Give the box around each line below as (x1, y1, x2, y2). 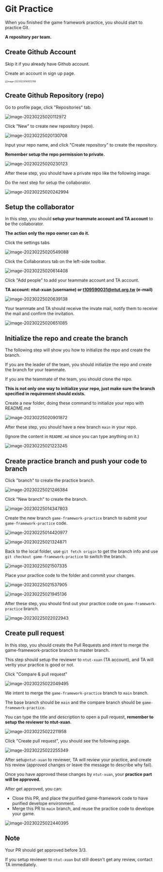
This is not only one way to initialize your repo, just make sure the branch (5, 386, 155, 392)
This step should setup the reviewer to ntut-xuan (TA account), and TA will (5, 657, 154, 662)
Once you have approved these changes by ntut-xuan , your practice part (5, 771, 152, 777)
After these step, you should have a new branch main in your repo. (5, 424, 137, 430)
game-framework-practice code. (5, 520, 68, 526)
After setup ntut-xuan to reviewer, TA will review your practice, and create (5, 757, 152, 762)
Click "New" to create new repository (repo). (5, 123, 94, 129)
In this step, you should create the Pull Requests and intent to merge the (5, 642, 149, 648)
